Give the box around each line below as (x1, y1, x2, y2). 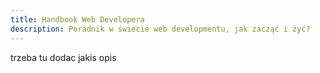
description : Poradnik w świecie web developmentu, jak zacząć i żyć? (10, 24, 311, 34)
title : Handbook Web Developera (10, 14, 145, 25)
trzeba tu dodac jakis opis (10, 51, 117, 63)
